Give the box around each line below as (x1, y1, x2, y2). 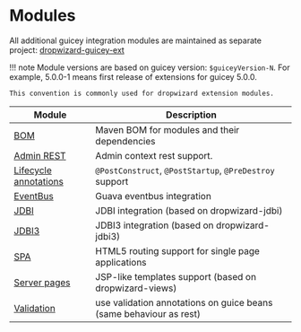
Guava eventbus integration (95, 189, 212, 202)
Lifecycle (13, 163, 52, 176)
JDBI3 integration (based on (95, 219, 214, 232)
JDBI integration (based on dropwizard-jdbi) (95, 204, 283, 216)
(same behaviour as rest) (95, 307, 202, 319)
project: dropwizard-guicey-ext (9, 44, 125, 55)
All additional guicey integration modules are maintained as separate (9, 35, 262, 46)
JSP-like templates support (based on (95, 270, 257, 283)
